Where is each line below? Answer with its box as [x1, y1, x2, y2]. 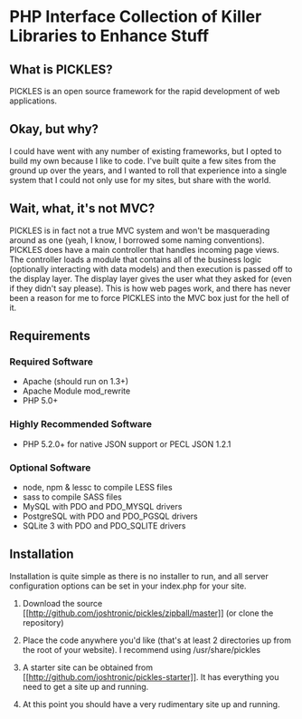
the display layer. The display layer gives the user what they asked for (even [9, 273, 292, 284]
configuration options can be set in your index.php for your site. [9, 580, 247, 591]
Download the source [22, 598, 103, 608]
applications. [9, 95, 57, 106]
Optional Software [9, 461, 91, 473]
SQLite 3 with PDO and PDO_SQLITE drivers [22, 520, 187, 531]
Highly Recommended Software [9, 418, 152, 431]
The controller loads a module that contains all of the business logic [9, 254, 262, 265]
